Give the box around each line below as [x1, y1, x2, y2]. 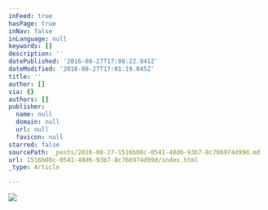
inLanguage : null [8, 34, 68, 43]
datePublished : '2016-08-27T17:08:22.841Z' [8, 58, 159, 66]
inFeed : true [8, 11, 53, 20]
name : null [15, 111, 53, 119]
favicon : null [15, 133, 64, 141]
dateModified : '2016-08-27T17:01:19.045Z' [8, 65, 155, 73]
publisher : [8, 103, 46, 111]
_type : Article [8, 164, 60, 172]
